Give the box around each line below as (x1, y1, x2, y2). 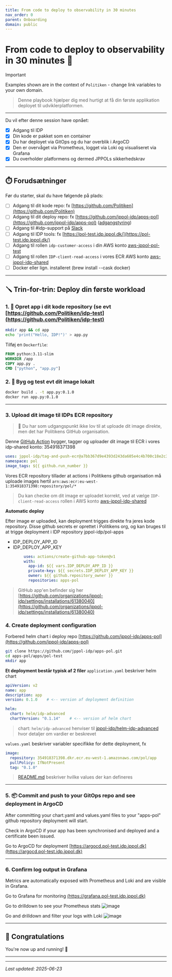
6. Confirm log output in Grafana (5, 866, 88, 873)
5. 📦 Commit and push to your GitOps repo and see (5, 792, 136, 799)
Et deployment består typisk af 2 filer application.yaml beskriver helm (5, 667, 157, 673)
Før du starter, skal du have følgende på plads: (5, 193, 103, 199)
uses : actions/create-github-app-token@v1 (24, 554, 116, 559)
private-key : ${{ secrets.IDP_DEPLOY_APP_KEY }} (28, 568, 134, 573)
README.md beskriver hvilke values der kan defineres (17, 774, 133, 780)
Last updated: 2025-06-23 (5, 965, 62, 972)
